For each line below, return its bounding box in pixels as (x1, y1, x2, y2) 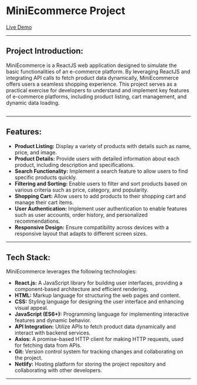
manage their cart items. (14, 199, 74, 206)
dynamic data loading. (6, 99, 60, 106)
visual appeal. (14, 304, 49, 312)
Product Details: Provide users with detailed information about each (14, 155, 180, 162)
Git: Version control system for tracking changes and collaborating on (14, 348, 184, 355)
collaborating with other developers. (14, 367, 103, 374)
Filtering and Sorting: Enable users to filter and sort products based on (14, 180, 188, 187)
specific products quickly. (14, 173, 77, 180)
